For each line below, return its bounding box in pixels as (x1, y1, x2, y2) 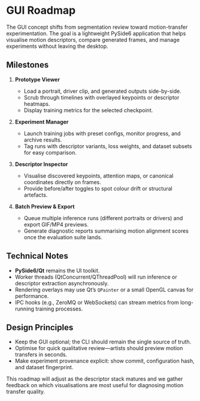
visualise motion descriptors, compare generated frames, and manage (6, 36, 180, 43)
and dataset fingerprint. (14, 364, 74, 371)
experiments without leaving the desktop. (6, 43, 108, 50)
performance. (14, 292, 49, 300)
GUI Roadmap (6, 4, 76, 17)
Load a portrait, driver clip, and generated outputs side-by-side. (23, 88, 181, 95)
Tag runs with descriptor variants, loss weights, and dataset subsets (23, 142, 192, 150)
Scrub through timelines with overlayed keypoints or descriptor (23, 94, 180, 101)
